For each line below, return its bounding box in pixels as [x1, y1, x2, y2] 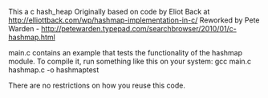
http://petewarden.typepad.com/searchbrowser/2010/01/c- [41, 24, 237, 33]
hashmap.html [8, 32, 56, 42]
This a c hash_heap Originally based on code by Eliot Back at [8, 7, 210, 16]
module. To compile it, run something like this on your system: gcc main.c [8, 56, 252, 66]
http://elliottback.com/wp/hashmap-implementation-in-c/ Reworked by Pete [8, 15, 260, 25]
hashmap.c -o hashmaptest [8, 65, 99, 75]
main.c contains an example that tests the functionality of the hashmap [8, 48, 243, 57]
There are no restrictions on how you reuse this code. [8, 80, 186, 90]
